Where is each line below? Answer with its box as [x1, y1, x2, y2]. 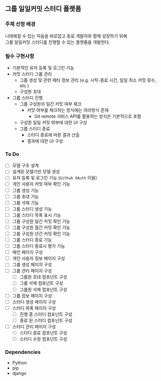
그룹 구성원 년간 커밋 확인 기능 [12, 230, 70, 236]
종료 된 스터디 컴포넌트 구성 [19, 317, 72, 323]
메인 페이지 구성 [12, 249, 43, 255]
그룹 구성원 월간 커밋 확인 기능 [12, 224, 70, 230]
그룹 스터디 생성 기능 [12, 206, 52, 212]
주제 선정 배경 [5, 21, 36, 28]
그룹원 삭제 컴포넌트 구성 [19, 286, 67, 293]
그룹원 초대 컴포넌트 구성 [19, 274, 67, 280]
